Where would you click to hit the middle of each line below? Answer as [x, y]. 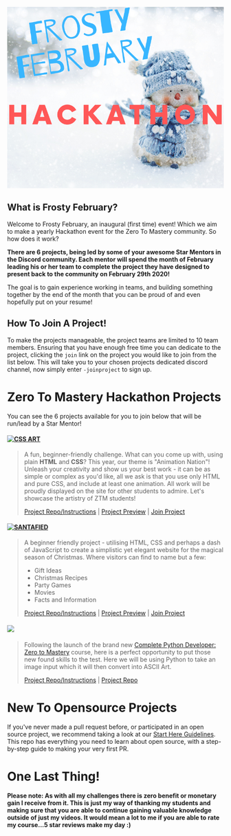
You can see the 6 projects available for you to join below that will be [104, 416]
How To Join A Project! [57, 323]
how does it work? [33, 239]
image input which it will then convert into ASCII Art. [98, 667]
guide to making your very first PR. [80, 749]
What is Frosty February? [63, 207]
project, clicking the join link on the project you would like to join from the [112, 355]
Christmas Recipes [61, 578]
